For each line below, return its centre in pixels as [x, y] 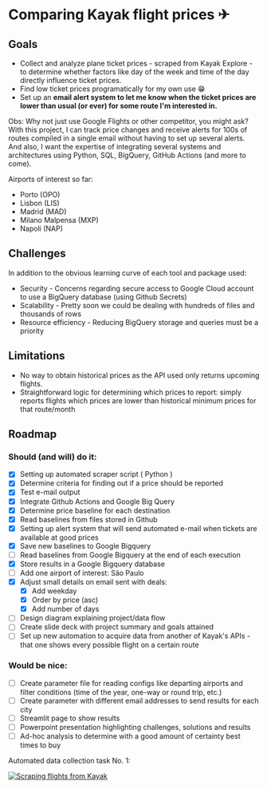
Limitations [37, 356]
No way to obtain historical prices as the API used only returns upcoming [139, 375]
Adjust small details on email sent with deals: [93, 582]
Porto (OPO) [40, 194]
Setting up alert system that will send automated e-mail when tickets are [138, 528]
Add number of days [65, 609]
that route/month [47, 409]
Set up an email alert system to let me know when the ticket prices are [138, 97]
